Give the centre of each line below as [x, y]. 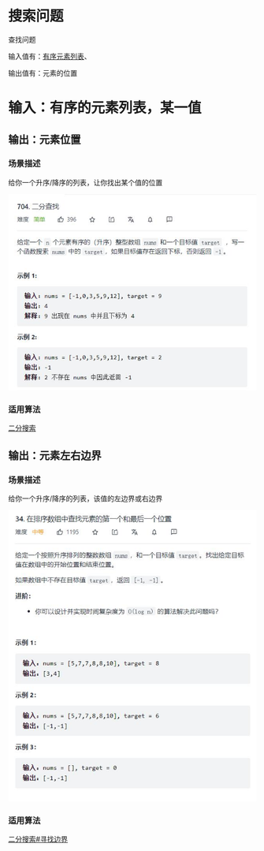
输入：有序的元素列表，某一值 [105, 108]
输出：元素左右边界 [55, 455]
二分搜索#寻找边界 [38, 839]
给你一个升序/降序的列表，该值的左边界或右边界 [86, 498]
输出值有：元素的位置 [43, 73]
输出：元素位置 [45, 139]
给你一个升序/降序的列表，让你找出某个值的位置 [86, 182]
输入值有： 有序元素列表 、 [50, 56]
